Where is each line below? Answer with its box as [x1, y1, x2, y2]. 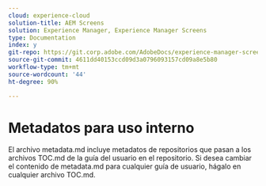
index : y [8, 41, 37, 49]
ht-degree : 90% [8, 78, 59, 85]
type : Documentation [8, 33, 77, 42]
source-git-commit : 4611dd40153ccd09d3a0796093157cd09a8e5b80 [8, 56, 218, 64]
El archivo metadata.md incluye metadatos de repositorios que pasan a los [8, 145, 252, 154]
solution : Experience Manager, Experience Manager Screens [8, 26, 207, 34]
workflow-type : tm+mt [8, 63, 80, 71]
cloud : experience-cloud [8, 11, 90, 20]
